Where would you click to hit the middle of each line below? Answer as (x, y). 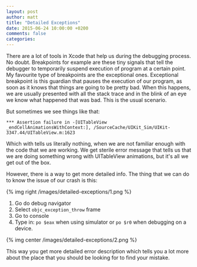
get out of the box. (29, 163)
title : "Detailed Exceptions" (43, 22)
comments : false (26, 34)
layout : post (22, 12)
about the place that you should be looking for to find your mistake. (88, 258)
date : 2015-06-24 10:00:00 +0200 (47, 28)
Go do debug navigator (43, 203)
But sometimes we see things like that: (53, 111)
